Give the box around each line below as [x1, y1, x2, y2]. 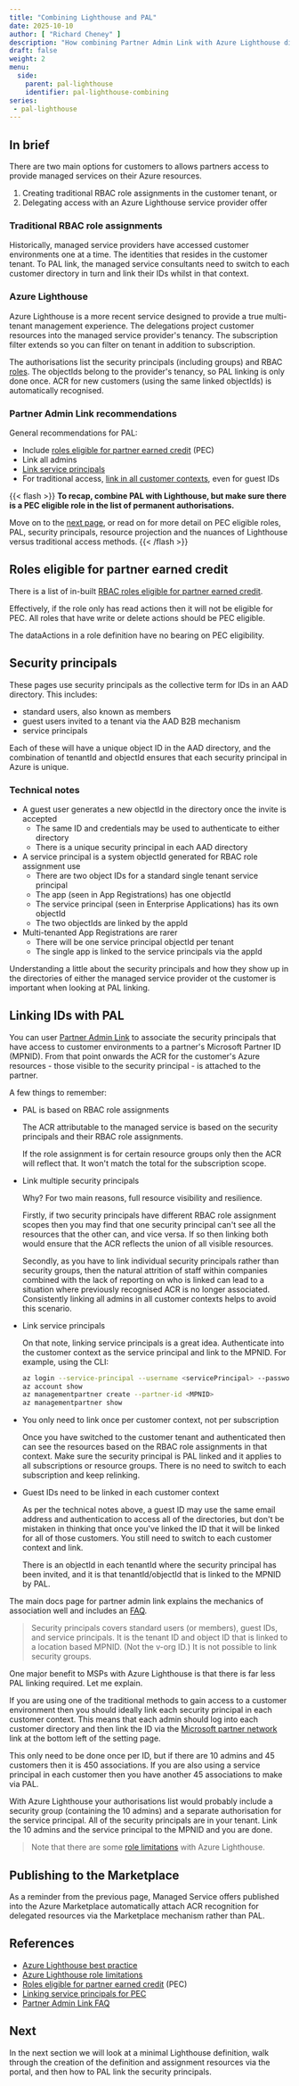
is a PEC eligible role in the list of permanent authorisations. [9, 500, 235, 510]
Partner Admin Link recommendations [9, 407, 178, 419]
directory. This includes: [9, 689, 98, 699]
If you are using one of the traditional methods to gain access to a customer [9, 1695, 287, 1706]
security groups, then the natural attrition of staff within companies [21, 1264, 269, 1276]
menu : [9, 63, 29, 72]
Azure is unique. [9, 761, 69, 772]
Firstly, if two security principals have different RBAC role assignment [21, 1210, 277, 1221]
